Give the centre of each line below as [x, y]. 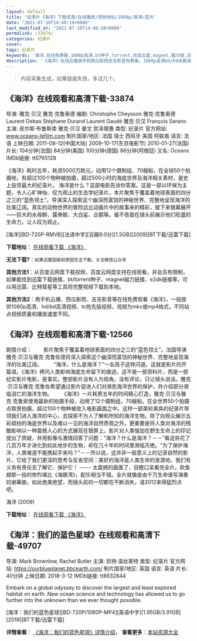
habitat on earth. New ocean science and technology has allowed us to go [96, 594]
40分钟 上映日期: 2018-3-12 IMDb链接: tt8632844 [66, 576]
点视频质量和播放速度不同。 [40, 314]
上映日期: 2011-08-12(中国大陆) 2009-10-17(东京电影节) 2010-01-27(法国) [101, 143]
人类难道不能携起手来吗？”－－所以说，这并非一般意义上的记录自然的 [100, 453]
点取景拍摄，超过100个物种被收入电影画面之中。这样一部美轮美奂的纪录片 [95, 408]
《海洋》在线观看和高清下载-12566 [69, 334]
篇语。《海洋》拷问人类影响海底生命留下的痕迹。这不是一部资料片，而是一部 [97, 372]
